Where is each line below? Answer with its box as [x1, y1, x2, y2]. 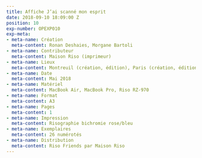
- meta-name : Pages [6, 103, 55, 110]
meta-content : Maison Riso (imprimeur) [11, 53, 112, 59]
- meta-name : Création [6, 37, 63, 43]
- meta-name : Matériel [6, 82, 63, 88]
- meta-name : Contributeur [6, 48, 74, 54]
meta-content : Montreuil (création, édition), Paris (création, [11, 64, 176, 71]
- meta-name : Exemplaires [6, 126, 71, 132]
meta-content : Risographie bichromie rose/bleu [11, 121, 133, 127]
